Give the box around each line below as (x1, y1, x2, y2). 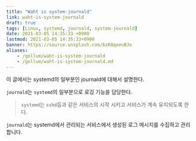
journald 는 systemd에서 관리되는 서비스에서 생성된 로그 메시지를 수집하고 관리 (6, 121, 191, 128)
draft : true (6, 20, 36, 26)
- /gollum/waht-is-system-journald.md (17, 58, 114, 64)
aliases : (6, 48, 28, 54)
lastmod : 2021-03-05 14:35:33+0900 (6, 36, 95, 42)
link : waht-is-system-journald (6, 14, 84, 20)
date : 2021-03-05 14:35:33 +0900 (6, 31, 90, 37)
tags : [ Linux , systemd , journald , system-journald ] (6, 25, 137, 32)
